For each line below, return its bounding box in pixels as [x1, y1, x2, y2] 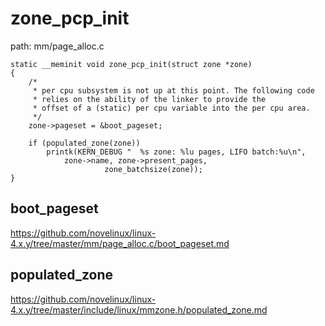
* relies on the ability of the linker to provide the [32, 94, 267, 104]
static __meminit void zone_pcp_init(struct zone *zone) [10, 59, 253, 69]
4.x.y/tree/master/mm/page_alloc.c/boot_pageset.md [10, 237, 230, 249]
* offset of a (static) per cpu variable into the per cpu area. [32, 103, 311, 113]
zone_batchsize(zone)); [104, 164, 203, 174]
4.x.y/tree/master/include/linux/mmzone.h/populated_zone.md [10, 303, 268, 316]
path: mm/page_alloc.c [10, 40, 105, 52]
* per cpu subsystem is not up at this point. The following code [32, 85, 315, 96]
